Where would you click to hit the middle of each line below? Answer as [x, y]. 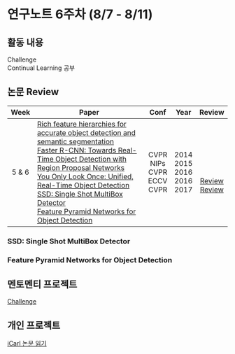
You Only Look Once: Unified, [86, 176]
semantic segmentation [76, 141]
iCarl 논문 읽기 [27, 344]
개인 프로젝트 [34, 325]
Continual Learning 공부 [41, 68]
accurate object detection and [87, 132]
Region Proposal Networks [81, 167]
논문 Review [33, 92]
